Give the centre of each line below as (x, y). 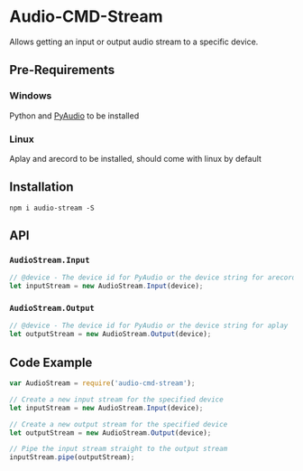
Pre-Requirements (62, 70)
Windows (31, 96)
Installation (41, 187)
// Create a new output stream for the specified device (119, 424)
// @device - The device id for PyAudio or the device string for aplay (149, 326)
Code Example (51, 362)
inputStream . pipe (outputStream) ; (72, 457)
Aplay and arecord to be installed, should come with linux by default (135, 158)
